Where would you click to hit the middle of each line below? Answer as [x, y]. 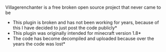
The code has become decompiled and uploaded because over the [83, 38]
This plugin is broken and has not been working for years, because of [86, 22]
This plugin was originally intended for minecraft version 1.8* [77, 33]
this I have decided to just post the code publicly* [65, 28]
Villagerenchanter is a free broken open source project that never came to [83, 7]
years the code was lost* [39, 44]
